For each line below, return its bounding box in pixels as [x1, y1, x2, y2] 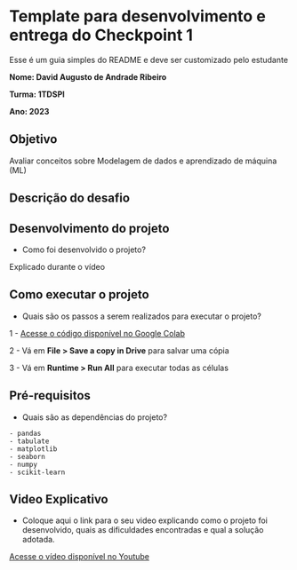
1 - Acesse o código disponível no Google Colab [9, 328, 185, 338]
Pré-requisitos [9, 388, 92, 403]
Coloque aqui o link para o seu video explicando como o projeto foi [21, 515, 269, 526]
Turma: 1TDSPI [9, 89, 65, 99]
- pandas [9, 429, 42, 438]
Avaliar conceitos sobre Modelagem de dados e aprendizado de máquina [9, 155, 277, 166]
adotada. [21, 534, 55, 545]
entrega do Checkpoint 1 [9, 25, 194, 45]
